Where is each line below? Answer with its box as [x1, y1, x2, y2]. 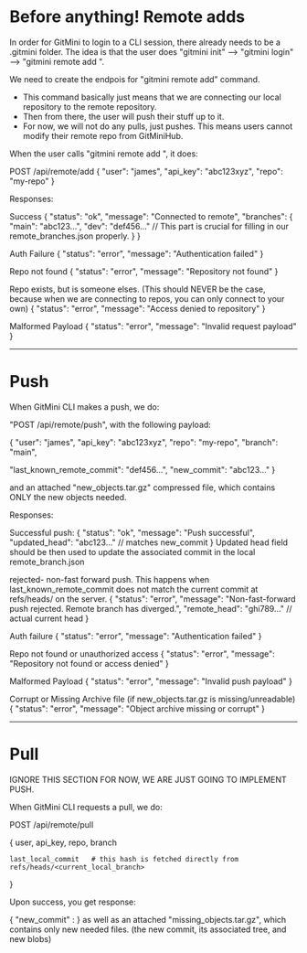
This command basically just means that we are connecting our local [22, 91, 281, 102]
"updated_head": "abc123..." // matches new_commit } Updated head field [9, 537, 289, 548]
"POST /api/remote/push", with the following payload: [9, 419, 212, 430]
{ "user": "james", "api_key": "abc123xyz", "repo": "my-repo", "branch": [9, 436, 279, 447]
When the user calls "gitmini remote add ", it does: [9, 148, 198, 159]
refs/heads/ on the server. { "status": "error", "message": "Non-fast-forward [9, 593, 296, 605]
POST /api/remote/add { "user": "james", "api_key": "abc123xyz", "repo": [9, 166, 283, 177]
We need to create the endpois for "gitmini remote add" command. [9, 73, 260, 84]
